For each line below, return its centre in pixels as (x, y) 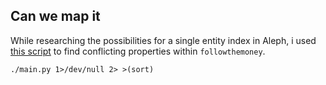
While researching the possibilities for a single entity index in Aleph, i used (163, 40)
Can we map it (55, 16)
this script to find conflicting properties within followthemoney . (138, 51)
